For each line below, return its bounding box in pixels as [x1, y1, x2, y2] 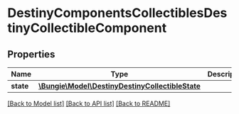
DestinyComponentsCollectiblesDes [7, 5, 228, 21]
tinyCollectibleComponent [7, 20, 167, 36]
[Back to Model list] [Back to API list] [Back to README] [7, 99, 171, 108]
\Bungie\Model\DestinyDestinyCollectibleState [38, 81, 201, 91]
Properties [7, 48, 55, 60]
